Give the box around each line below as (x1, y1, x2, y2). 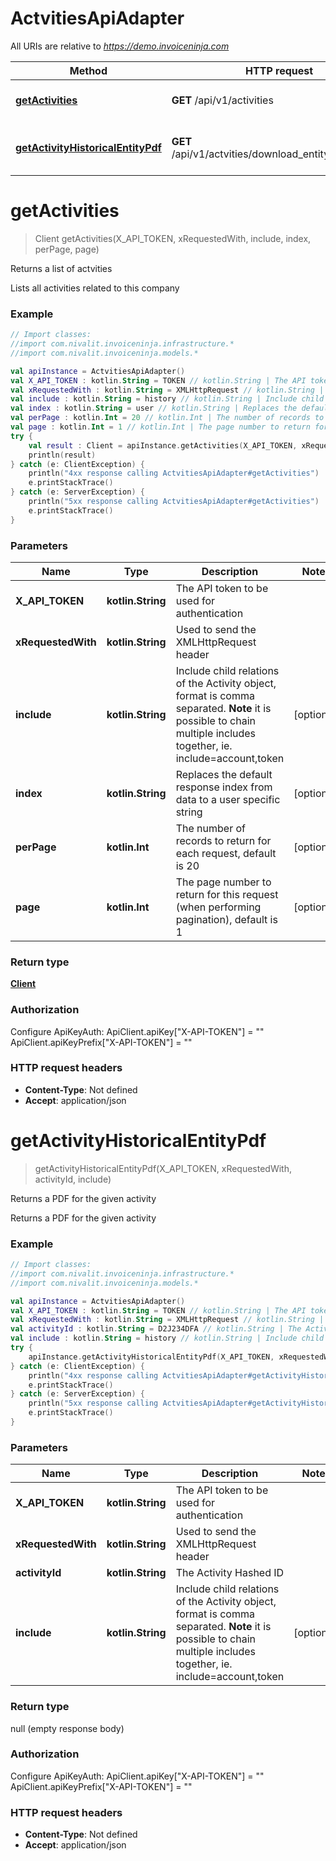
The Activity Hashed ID (175, 1566, 285, 1580)
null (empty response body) (10, 1722, 125, 1734)
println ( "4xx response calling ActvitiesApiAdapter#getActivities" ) (28, 468, 320, 479)
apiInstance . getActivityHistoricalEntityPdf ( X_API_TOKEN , (28, 1352, 275, 1362)
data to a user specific (175, 792, 281, 806)
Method (69, 63, 108, 77)
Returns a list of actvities (10, 262, 113, 274)
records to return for (175, 833, 272, 847)
